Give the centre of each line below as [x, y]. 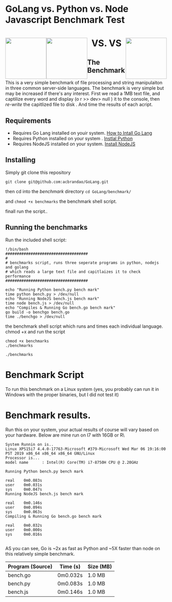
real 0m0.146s [24, 503]
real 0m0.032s [24, 525]
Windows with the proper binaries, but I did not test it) [62, 394]
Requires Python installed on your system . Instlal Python [73, 138]
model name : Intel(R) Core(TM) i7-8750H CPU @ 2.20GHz [72, 462]
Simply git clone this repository [38, 172]
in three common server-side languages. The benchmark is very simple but [85, 88]
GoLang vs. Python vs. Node [67, 9]
